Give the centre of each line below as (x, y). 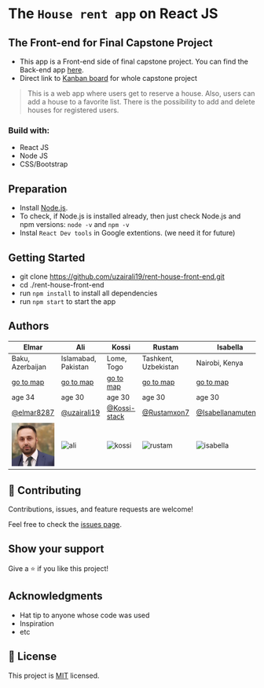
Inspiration (37, 623)
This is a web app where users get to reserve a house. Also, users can (141, 93)
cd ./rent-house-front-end (62, 284)
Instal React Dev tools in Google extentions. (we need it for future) (127, 233)
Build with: (29, 130)
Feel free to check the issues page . (65, 525)
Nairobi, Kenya (220, 363)
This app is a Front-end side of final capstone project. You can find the (134, 61)
